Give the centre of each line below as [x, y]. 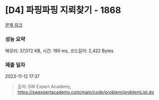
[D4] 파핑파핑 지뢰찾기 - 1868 [63, 10]
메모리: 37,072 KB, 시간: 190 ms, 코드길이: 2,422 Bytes [59, 51]
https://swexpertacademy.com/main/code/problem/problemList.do [86, 92]
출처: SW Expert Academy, [44, 86]
